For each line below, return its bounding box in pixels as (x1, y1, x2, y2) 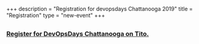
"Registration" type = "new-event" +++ (6, 12, 105, 19)
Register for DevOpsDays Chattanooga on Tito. (6, 30, 149, 38)
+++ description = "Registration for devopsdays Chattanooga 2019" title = (6, 5, 193, 12)
